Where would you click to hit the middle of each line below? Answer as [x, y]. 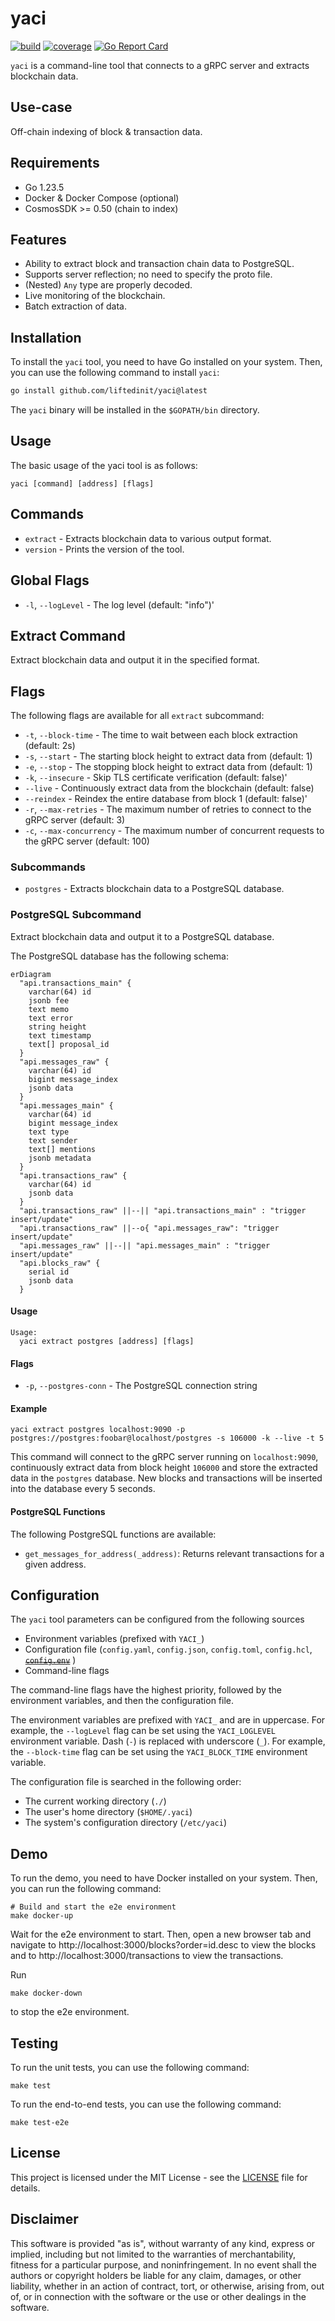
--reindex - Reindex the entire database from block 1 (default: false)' [166, 799]
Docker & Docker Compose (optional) [102, 198]
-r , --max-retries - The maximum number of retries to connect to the [168, 809]
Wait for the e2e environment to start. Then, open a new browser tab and [161, 1934]
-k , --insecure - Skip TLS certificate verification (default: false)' [156, 778]
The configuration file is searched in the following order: [126, 1782]
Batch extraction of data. [76, 306]
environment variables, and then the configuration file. [122, 1701]
